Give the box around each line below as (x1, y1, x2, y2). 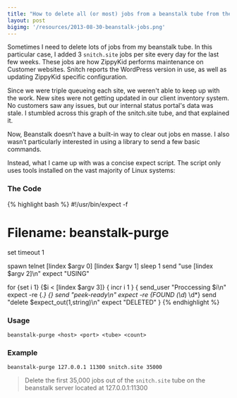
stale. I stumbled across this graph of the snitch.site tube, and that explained (7, 109, 230, 117)
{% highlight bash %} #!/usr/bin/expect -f (7, 200, 128, 208)
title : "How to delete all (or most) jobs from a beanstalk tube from (7, 10, 219, 18)
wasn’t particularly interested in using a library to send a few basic (7, 138, 200, 146)
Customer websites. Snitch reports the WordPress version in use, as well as (7, 65, 227, 74)
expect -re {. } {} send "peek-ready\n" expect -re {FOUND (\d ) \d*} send (7, 290, 217, 298)
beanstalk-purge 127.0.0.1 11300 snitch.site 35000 (7, 364, 162, 371)
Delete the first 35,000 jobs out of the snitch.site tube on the (24, 376, 206, 385)
